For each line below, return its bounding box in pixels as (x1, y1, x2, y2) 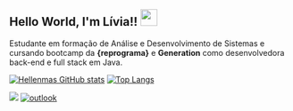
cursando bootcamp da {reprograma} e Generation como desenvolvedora (9, 47, 285, 58)
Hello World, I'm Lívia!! (9, 14, 138, 29)
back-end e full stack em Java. (9, 57, 123, 67)
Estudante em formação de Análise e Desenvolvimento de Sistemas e (9, 37, 265, 49)
